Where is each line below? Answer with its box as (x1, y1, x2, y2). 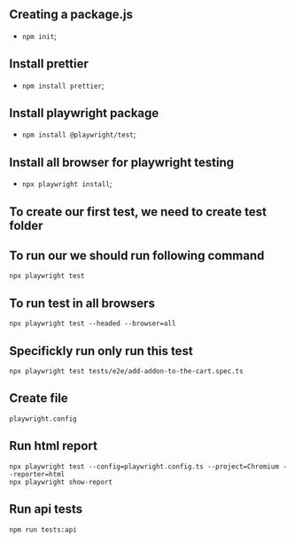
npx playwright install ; (21, 178, 113, 189)
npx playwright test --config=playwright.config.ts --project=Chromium (9, 461, 279, 471)
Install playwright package (9, 106, 159, 121)
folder (9, 217, 43, 233)
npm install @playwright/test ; (21, 129, 136, 140)
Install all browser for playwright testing (9, 154, 235, 169)
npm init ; (21, 30, 58, 41)
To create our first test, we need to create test (9, 204, 268, 219)
